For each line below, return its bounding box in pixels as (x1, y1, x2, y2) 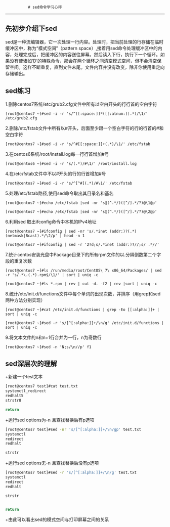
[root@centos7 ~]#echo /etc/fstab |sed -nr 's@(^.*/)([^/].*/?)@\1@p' (5, 200, 157, 205)
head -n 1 (64, 233, 85, 238)
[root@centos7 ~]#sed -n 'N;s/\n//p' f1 (5, 344, 92, 349)
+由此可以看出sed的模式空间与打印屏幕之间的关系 (5, 516, 109, 522)
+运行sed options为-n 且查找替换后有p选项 (5, 417, 95, 423)
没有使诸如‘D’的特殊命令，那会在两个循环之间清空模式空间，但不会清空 (9, 58, 157, 64)
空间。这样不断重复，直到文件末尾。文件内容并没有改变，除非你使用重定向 (9, 64, 165, 70)
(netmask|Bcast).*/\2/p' (5, 233, 58, 238)
